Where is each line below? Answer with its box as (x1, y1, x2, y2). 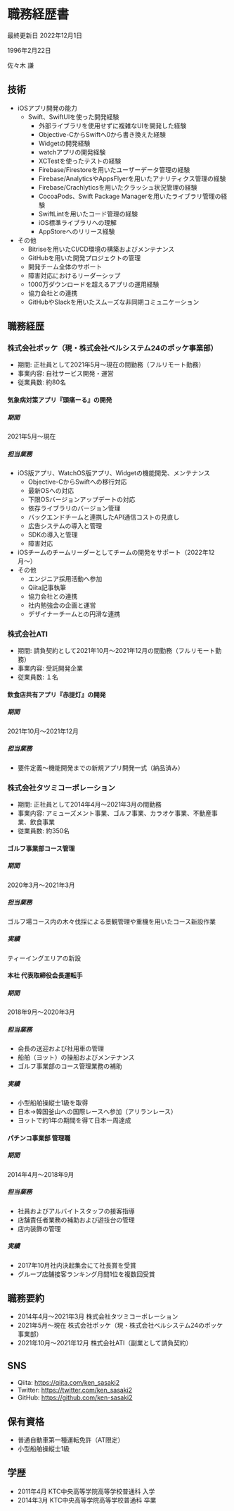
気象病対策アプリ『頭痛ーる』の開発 (7, 396, 112, 404)
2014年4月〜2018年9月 (7, 1170, 74, 1178)
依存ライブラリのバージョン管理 (27, 503, 121, 512)
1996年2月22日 (7, 46, 51, 54)
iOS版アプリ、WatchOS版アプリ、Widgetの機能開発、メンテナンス (17, 468, 211, 477)
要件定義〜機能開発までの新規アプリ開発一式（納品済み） (17, 763, 184, 772)
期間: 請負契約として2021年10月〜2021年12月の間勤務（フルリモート (17, 647, 216, 655)
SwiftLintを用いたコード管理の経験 (38, 209, 138, 218)
